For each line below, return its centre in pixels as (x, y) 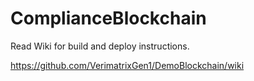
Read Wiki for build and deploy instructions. (100, 46)
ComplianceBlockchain (108, 18)
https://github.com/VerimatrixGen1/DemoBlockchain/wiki (127, 65)
